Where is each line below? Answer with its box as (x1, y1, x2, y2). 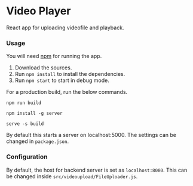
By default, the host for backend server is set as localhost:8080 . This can (6, 166, 188, 173)
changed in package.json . (6, 138, 69, 145)
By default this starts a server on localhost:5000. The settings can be (6, 132, 176, 139)
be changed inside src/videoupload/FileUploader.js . (6, 172, 138, 180)
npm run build (6, 100, 42, 106)
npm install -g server (6, 111, 63, 117)
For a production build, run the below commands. (6, 89, 128, 96)
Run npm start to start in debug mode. (14, 77, 109, 84)
